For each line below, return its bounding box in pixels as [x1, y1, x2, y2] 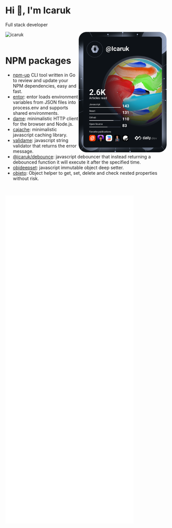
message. [12, 148, 34, 154]
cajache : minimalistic [12, 126, 57, 132]
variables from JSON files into [12, 99, 76, 105]
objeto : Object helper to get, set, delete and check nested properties [12, 170, 158, 176]
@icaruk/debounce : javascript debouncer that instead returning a [12, 153, 151, 159]
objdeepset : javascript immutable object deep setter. [12, 164, 124, 171]
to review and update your [12, 77, 69, 84]
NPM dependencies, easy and [12, 83, 77, 89]
